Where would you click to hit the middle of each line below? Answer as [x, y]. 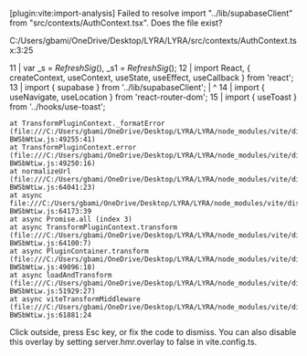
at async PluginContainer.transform [79, 251]
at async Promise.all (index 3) [71, 219]
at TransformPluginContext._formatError [88, 123]
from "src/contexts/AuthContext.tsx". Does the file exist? [116, 23]
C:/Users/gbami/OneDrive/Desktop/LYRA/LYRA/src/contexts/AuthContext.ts [153, 41]
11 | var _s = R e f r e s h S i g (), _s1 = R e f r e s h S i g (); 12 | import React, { [130, 68]
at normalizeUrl [40, 172]
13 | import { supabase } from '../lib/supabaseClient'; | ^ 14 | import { [137, 87]
